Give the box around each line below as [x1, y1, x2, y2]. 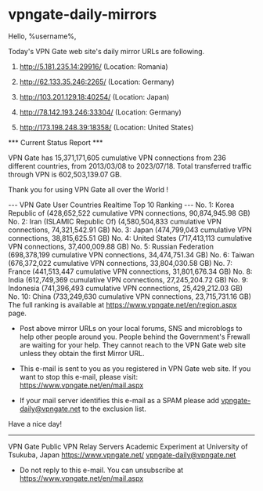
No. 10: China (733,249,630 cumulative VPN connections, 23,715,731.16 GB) [8, 292, 252, 301]
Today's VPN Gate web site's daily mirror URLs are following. [8, 46, 205, 56]
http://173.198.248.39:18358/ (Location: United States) [19, 122, 194, 132]
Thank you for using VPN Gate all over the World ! [8, 184, 168, 194]
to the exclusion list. [81, 404, 146, 413]
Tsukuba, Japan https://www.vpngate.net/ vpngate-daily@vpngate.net [8, 449, 236, 460]
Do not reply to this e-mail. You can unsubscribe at [19, 465, 184, 475]
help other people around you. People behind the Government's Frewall [19, 332, 250, 341]
